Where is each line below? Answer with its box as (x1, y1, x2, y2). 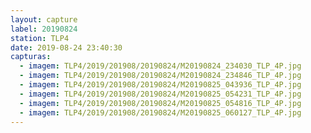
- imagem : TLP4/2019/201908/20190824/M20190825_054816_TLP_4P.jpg (19, 98, 302, 108)
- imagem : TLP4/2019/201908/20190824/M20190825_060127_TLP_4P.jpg (19, 107, 302, 118)
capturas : (10, 52, 52, 62)
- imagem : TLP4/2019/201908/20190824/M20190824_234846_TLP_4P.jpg (19, 71, 302, 81)
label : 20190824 (10, 24, 78, 34)
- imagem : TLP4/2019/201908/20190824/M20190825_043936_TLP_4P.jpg (19, 80, 302, 90)
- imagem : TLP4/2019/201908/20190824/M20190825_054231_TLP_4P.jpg (19, 89, 302, 99)
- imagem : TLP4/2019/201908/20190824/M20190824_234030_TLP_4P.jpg (19, 61, 302, 71)
